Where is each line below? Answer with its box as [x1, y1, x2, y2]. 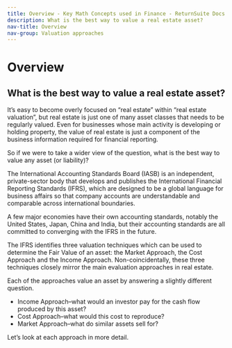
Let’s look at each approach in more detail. [7, 333, 129, 342]
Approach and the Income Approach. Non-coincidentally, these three [7, 255, 205, 264]
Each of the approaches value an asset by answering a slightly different [7, 276, 212, 285]
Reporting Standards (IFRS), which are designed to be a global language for [7, 184, 224, 193]
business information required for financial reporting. [7, 135, 158, 143]
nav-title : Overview [7, 23, 67, 30]
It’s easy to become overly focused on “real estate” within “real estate [7, 106, 207, 114]
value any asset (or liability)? [7, 156, 89, 164]
